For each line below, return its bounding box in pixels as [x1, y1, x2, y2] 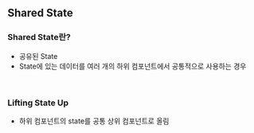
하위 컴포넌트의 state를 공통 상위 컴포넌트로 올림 [18, 115, 170, 126]
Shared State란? [7, 32, 71, 43]
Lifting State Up [7, 97, 69, 108]
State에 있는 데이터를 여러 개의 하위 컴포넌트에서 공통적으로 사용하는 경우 [18, 61, 247, 71]
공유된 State [18, 51, 58, 61]
